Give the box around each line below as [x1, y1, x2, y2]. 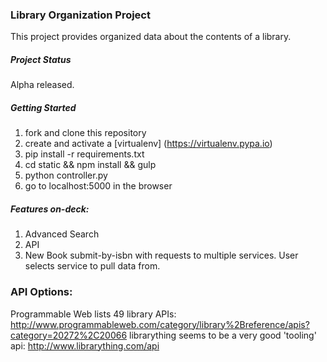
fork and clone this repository [24, 127, 147, 139]
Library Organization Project [10, 8, 151, 22]
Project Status [10, 53, 72, 65]
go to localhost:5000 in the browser [24, 180, 173, 192]
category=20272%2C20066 [10, 329, 128, 341]
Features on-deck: [10, 203, 90, 215]
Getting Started [10, 101, 77, 113]
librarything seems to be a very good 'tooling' [129, 329, 317, 341]
